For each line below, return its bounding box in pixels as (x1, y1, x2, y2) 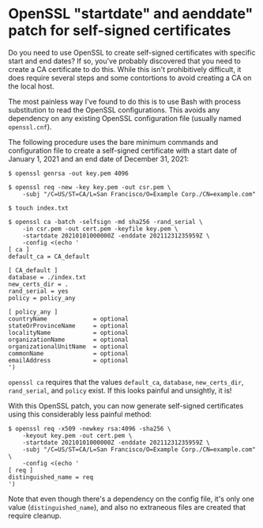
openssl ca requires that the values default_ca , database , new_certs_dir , (8, 377, 244, 386)
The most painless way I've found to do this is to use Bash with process (8, 97, 242, 106)
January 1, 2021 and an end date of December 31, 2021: (8, 154, 190, 163)
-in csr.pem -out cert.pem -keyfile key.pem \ (22, 225, 178, 233)
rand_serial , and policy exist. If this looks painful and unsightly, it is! (8, 386, 232, 395)
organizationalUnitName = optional (8, 342, 129, 351)
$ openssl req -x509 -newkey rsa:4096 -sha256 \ (8, 424, 171, 432)
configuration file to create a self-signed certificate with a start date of (8, 146, 238, 155)
